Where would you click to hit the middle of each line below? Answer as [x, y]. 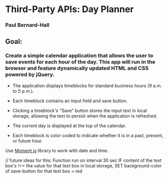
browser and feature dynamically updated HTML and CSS [77, 68]
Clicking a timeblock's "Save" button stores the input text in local [80, 110]
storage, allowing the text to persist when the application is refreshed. [85, 116]
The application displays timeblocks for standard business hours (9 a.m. [87, 85]
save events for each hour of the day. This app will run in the [80, 62]
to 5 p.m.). [23, 91]
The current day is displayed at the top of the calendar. [69, 126]
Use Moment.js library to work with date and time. [57, 150]
